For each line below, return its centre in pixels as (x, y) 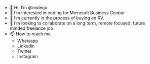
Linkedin (26, 46)
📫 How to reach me (30, 34)
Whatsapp (28, 41)
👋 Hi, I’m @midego (29, 8)
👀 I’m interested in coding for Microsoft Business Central (67, 13)
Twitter (24, 51)
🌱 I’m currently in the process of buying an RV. (57, 18)
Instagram (27, 56)
